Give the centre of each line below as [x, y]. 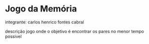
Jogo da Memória [41, 9]
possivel [13, 36]
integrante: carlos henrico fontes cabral [44, 22]
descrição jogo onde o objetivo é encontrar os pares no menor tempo [74, 31]
